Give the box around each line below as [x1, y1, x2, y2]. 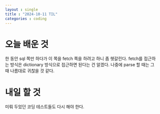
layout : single [5, 7, 38, 12]
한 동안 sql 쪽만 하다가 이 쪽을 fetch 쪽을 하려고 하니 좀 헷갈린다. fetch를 [5, 56, 143, 61]
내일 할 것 [5, 87, 41, 98]
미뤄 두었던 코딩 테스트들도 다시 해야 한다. [5, 104, 84, 110]
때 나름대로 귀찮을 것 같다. [5, 68, 55, 74]
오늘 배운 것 [5, 38, 49, 50]
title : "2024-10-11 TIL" [5, 12, 58, 17]
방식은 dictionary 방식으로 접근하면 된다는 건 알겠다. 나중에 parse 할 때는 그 [10, 62, 155, 68]
